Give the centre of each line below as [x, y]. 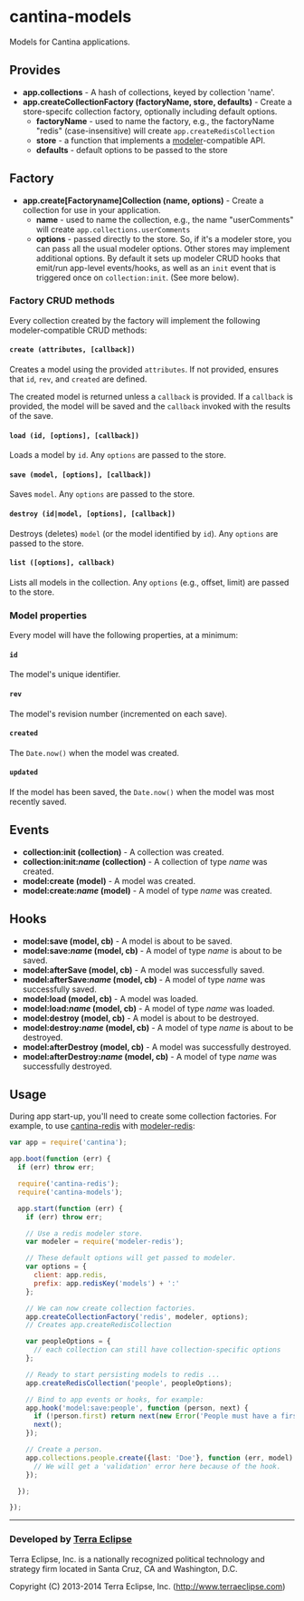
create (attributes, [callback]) [72, 350]
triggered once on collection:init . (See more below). [138, 277]
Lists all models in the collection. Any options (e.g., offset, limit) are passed [149, 582]
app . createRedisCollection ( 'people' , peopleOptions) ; [129, 1383]
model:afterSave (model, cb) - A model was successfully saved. [143, 970]
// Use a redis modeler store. [85, 1233]
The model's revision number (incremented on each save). [119, 713]
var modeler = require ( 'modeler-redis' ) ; [104, 1242]
